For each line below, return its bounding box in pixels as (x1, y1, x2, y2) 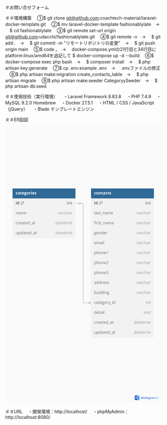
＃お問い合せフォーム (5, 5, 49, 10)
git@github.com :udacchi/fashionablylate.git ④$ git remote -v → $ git (5, 34, 161, 40)
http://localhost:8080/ (5, 414, 51, 420)
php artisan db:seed (5, 83, 46, 89)
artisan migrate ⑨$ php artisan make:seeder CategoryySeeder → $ (5, 78, 158, 84)
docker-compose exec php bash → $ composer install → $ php (5, 59, 151, 65)
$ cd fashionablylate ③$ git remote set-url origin (9, 28, 116, 34)
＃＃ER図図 (5, 117, 28, 123)
